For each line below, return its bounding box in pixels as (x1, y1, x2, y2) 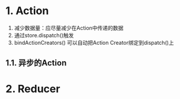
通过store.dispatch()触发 (14, 31, 75, 39)
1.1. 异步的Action (5, 58, 67, 68)
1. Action (5, 4, 49, 18)
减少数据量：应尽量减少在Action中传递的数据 (14, 24, 124, 31)
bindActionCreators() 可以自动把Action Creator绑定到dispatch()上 (14, 39, 174, 46)
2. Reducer (5, 82, 60, 95)
